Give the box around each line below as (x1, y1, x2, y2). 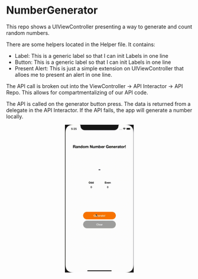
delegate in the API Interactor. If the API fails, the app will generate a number (6, 106, 193, 113)
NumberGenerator (6, 4, 98, 17)
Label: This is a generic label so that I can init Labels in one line (14, 52, 168, 59)
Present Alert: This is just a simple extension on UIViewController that (14, 64, 184, 72)
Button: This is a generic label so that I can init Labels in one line (14, 59, 171, 66)
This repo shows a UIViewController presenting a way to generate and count (6, 23, 193, 30)
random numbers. (6, 29, 50, 36)
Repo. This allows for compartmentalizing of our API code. (6, 89, 148, 96)
